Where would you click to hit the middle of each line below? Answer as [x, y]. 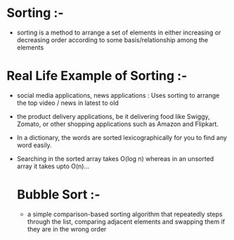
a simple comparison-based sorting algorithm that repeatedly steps [125, 214]
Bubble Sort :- [58, 195]
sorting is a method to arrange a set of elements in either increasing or [119, 32]
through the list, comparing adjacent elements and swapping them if [126, 221]
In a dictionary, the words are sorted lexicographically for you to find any [122, 137]
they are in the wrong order [67, 229]
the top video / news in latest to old [67, 103]
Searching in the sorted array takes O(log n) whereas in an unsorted [115, 158]
